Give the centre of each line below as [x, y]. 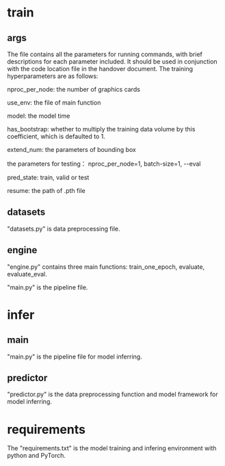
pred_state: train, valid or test [48, 177]
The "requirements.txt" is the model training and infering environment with [112, 448]
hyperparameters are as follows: [53, 76]
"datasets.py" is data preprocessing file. [64, 229]
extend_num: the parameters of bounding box [72, 150]
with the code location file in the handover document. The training [100, 69]
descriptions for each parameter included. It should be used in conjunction [112, 62]
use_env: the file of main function [54, 103]
